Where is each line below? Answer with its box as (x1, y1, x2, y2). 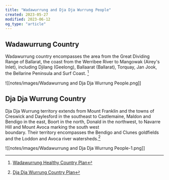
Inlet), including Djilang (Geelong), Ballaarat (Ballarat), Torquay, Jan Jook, (5, 64, 157, 70)
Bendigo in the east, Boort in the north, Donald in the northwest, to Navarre (5, 119, 161, 125)
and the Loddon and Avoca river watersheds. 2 (5, 134, 101, 141)
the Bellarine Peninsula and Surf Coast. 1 (5, 69, 89, 76)
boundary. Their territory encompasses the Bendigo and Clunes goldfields (5, 129, 159, 135)
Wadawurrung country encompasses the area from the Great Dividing (5, 53, 150, 59)
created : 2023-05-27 (5, 12, 49, 17)
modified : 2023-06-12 (5, 17, 51, 22)
